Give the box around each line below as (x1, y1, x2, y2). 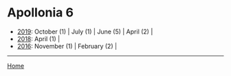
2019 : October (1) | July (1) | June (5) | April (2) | (16, 27, 153, 36)
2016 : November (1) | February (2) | (16, 42, 118, 50)
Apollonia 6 (7, 5, 74, 21)
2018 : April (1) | (16, 34, 60, 42)
